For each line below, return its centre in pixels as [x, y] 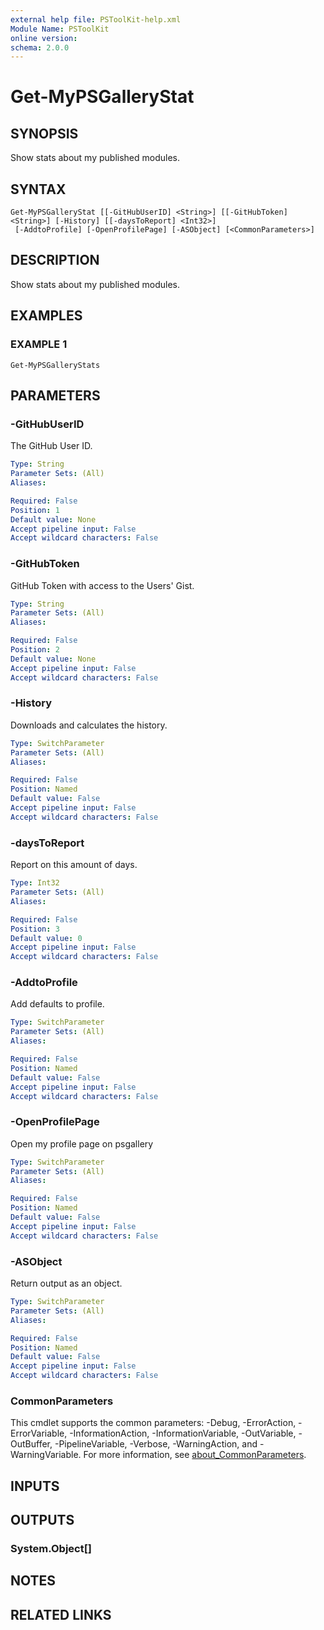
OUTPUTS [42, 1520]
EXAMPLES [46, 316]
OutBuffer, [31, 1444]
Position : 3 [35, 929]
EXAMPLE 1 [39, 344]
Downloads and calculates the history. [89, 725]
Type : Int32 [35, 883]
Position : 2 [35, 650]
